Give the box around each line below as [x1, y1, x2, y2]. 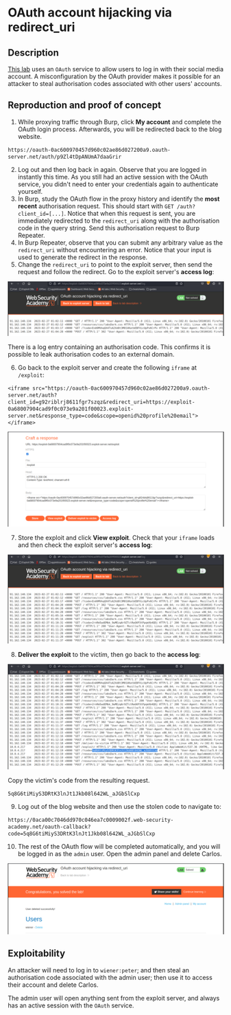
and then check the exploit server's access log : [17, 541, 153, 549]
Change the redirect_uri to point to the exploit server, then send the [17, 260, 213, 269]
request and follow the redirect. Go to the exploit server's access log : [17, 267, 215, 276]
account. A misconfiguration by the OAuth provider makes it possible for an [8, 72, 221, 80]
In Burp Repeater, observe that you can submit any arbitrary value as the [17, 238, 223, 247]
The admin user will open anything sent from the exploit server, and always [8, 994, 220, 1002]
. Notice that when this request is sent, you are [64, 209, 196, 217]
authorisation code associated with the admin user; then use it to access [8, 973, 213, 981]
